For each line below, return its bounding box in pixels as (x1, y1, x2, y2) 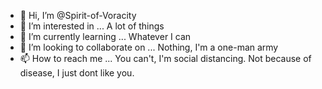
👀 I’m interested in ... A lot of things (19, 20, 165, 32)
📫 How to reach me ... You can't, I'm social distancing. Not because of (19, 53, 312, 64)
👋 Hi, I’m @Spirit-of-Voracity (19, 10, 137, 21)
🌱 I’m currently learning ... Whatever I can (19, 31, 192, 42)
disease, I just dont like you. (19, 67, 135, 79)
